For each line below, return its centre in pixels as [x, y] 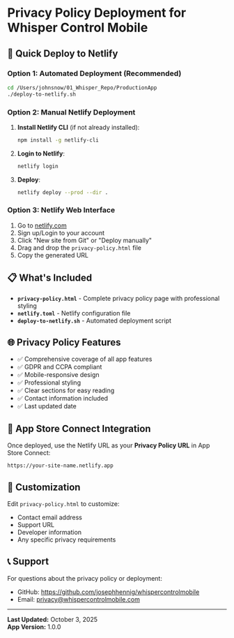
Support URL [36, 525]
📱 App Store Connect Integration [79, 428]
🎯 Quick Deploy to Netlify [63, 53]
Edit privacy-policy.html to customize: [63, 504]
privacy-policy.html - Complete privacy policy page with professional [118, 298]
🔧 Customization [44, 487]
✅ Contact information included [63, 399]
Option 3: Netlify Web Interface [61, 210]
